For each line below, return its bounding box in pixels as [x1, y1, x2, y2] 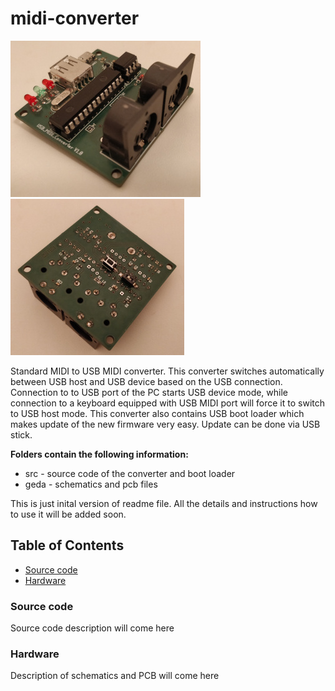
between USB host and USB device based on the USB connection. [10, 375, 283, 387]
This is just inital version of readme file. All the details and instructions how [10, 497, 318, 509]
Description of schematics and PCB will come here [10, 670, 220, 682]
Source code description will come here [10, 622, 175, 634]
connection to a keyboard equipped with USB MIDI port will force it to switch [10, 397, 326, 409]
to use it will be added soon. [10, 508, 127, 520]
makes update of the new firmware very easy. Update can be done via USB [10, 418, 321, 430]
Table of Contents [10, 537, 125, 554]
